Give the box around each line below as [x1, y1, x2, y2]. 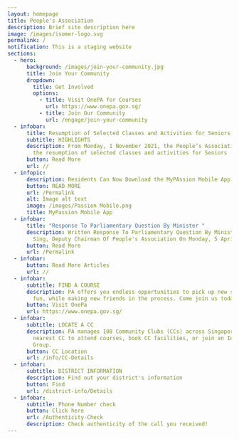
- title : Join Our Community [38, 110, 126, 117]
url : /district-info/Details [26, 387, 113, 395]
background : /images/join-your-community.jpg [26, 63, 164, 70]
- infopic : [14, 169, 46, 176]
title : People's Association [7, 17, 94, 24]
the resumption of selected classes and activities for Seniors [33, 149, 228, 157]
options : [33, 90, 59, 97]
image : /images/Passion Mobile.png [26, 202, 132, 210]
